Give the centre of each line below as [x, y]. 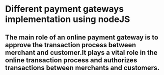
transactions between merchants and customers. [82, 67]
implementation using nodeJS [68, 19]
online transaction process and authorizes [71, 60]
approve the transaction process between [71, 45]
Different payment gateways [65, 9]
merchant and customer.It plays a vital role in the [82, 52]
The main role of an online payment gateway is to [82, 37]
